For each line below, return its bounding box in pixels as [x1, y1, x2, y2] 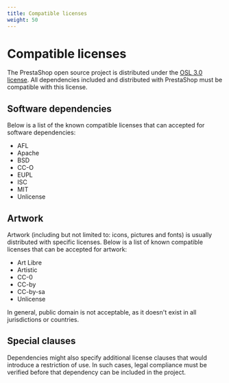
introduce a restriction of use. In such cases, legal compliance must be [7, 360, 207, 369]
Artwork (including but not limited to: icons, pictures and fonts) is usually [7, 231, 213, 239]
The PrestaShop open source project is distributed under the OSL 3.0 [7, 69, 203, 77]
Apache [16, 149, 40, 158]
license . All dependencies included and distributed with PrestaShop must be [7, 76, 223, 84]
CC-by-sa [16, 288, 45, 296]
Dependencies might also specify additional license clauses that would [7, 354, 208, 362]
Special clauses [7, 335, 76, 347]
